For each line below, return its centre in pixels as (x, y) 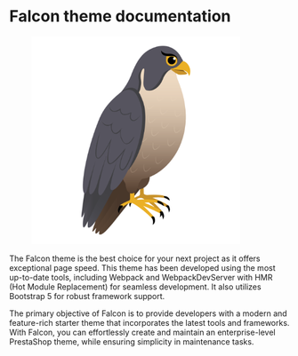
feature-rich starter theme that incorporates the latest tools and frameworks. (149, 322)
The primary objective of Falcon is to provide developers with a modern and (148, 313)
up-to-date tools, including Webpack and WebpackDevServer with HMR (141, 277)
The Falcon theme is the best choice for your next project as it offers (135, 258)
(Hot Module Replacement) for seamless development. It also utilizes (135, 287)
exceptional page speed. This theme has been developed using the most (142, 267)
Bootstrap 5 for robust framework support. (87, 296)
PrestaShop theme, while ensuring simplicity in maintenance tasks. (132, 341)
